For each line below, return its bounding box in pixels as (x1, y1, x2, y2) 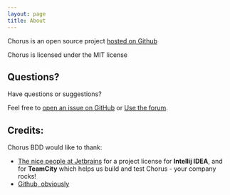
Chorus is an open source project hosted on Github (7, 36, 158, 45)
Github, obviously (17, 179, 70, 189)
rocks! (17, 172, 37, 181)
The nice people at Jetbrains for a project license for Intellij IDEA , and (17, 157, 223, 166)
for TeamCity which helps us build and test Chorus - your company (17, 164, 216, 173)
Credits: (7, 124, 44, 136)
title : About (7, 17, 46, 24)
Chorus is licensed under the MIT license (7, 51, 128, 59)
